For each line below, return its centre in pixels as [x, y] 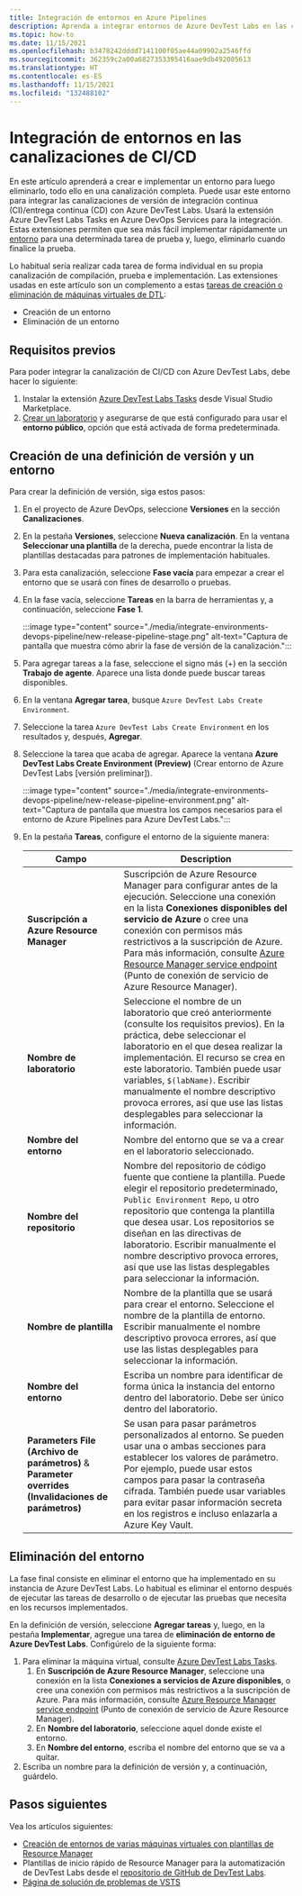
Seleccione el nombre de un [183, 1002]
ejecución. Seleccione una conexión [200, 897]
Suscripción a [57, 920]
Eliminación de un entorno [71, 322]
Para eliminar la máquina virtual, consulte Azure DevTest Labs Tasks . [150, 1661]
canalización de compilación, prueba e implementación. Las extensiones [144, 276]
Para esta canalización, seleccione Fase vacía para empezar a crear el [153, 573]
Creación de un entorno [66, 313]
